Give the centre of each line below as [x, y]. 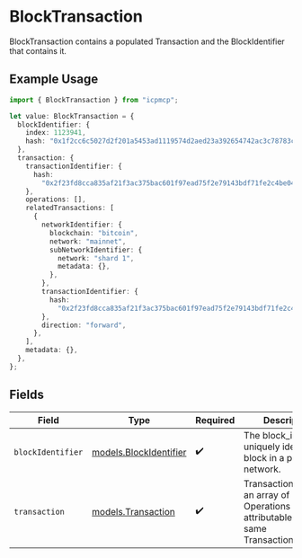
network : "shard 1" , [96, 258]
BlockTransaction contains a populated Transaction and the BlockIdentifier [147, 41]
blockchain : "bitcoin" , [94, 233]
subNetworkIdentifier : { [96, 250]
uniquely [262, 447]
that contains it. [38, 50]
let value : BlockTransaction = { [72, 116]
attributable [268, 517]
